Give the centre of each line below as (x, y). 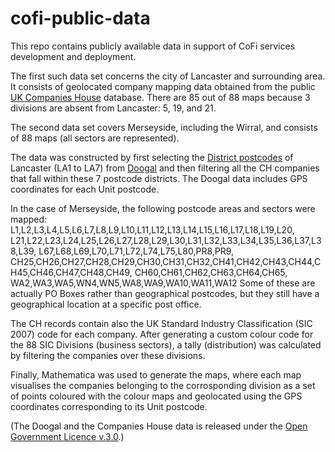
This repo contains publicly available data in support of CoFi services (153, 46)
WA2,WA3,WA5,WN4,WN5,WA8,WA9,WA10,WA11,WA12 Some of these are (163, 283)
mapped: (29, 219)
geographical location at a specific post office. (106, 304)
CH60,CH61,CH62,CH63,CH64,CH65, (211, 272)
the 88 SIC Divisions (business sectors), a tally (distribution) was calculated (166, 344)
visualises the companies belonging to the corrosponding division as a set (163, 385)
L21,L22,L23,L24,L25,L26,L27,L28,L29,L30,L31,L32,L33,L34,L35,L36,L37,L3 (166, 240)
